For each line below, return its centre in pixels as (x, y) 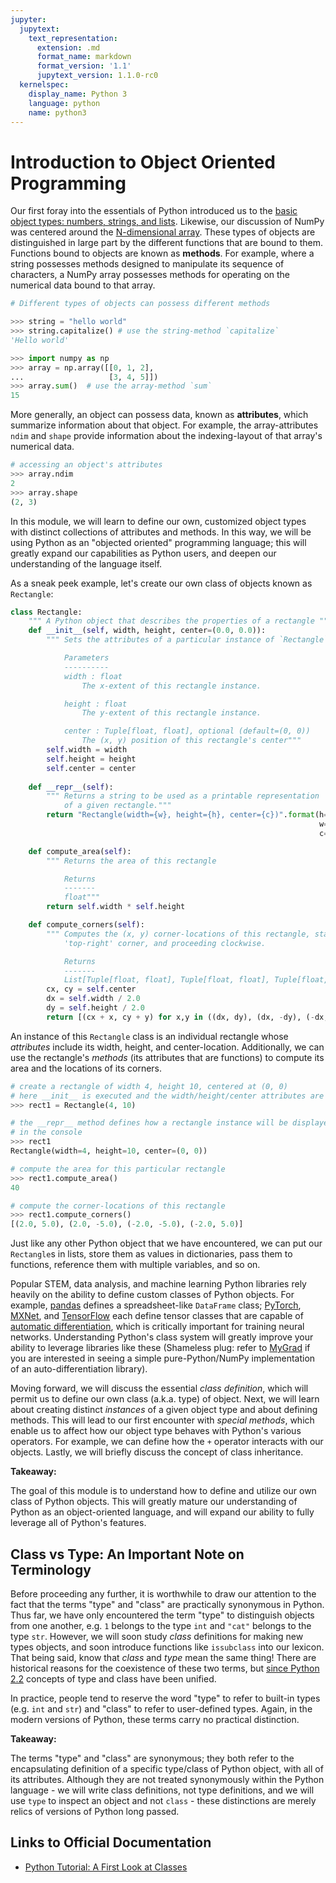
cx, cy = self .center (91, 989)
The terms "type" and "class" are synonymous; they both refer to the (152, 1758)
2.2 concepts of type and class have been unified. (113, 1679)
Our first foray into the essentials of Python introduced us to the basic (154, 211)
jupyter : (28, 19)
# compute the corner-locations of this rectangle (118, 1206)
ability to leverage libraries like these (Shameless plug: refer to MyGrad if (160, 1348)
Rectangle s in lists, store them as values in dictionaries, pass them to (151, 1254)
